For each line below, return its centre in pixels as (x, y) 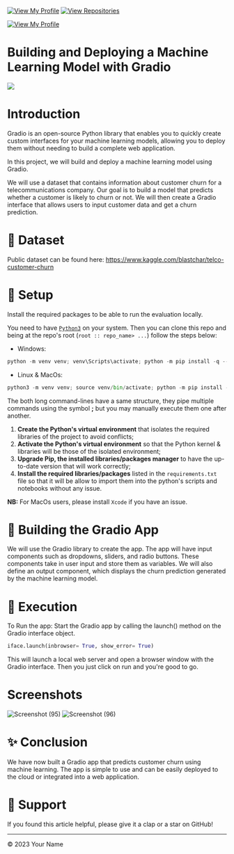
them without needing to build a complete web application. (91, 148)
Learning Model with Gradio (89, 67)
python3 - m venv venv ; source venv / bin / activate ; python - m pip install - (118, 387)
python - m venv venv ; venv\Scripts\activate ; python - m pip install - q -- (118, 361)
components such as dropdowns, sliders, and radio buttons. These (103, 556)
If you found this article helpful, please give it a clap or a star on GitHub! (110, 824)
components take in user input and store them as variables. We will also (110, 564)
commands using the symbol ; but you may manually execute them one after (117, 408)
